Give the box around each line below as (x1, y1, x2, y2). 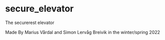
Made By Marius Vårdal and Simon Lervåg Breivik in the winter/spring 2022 (5, 29, 160, 35)
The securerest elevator (5, 19, 54, 25)
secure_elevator (5, 3, 74, 14)
